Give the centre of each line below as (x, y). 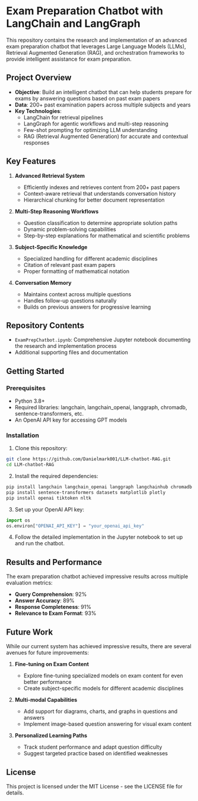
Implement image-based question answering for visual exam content (107, 724)
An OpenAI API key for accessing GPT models (71, 420)
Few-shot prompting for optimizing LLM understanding (91, 130)
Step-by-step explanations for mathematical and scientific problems (107, 235)
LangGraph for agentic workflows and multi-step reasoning (96, 124)
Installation (23, 435)
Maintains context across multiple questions (77, 294)
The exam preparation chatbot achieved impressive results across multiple (97, 577)
